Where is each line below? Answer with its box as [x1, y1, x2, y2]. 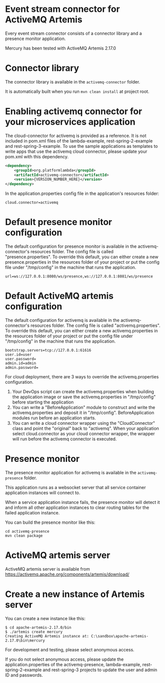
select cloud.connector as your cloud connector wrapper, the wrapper [12, 431, 155, 437]
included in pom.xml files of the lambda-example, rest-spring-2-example [5, 137, 153, 144]
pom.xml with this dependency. [5, 153, 69, 159]
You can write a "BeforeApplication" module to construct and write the [12, 405, 155, 410]
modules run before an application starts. [12, 415, 96, 421]
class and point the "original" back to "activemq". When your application [12, 425, 159, 431]
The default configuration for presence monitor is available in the [5, 243, 137, 249]
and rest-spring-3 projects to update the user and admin [42, 667, 158, 673]
